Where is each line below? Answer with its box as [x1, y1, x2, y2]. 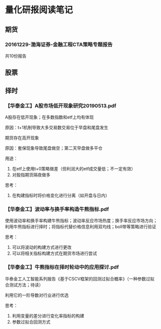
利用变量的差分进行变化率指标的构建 [12, 313, 85, 318]
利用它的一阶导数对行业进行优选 [5, 292, 69, 298]
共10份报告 [5, 53, 27, 59]
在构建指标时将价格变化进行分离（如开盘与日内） [12, 192, 110, 198]
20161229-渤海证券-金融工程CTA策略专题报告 [5, 41, 113, 48]
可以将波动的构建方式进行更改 [12, 245, 72, 250]
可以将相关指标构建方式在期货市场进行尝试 [12, 250, 97, 256]
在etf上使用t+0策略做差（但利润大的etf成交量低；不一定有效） [12, 165, 136, 171]
